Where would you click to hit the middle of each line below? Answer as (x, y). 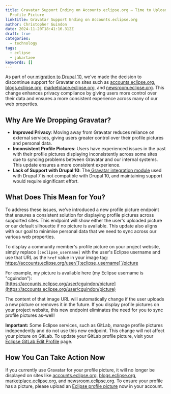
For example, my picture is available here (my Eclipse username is (74, 273)
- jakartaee (23, 57)
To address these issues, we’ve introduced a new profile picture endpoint (82, 210)
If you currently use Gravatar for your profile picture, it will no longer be (80, 370)
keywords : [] (19, 62)
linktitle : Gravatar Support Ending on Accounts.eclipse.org (72, 19)
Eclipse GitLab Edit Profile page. (39, 341)
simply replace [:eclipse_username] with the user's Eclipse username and (83, 252)
